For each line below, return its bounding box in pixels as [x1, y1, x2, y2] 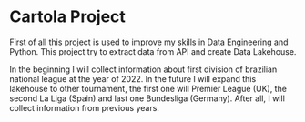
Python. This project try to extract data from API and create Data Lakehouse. [9, 46, 297, 56]
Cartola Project [9, 6, 126, 27]
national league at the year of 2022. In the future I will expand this [9, 73, 257, 84]
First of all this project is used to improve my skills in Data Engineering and [9, 36, 289, 47]
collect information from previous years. [9, 102, 159, 113]
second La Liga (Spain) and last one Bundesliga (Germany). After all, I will [9, 93, 285, 104]
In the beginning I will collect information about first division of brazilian [9, 64, 278, 75]
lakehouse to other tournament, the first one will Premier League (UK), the [9, 83, 287, 94]
